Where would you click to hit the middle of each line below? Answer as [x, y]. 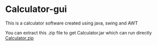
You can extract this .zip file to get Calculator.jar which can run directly [78, 32]
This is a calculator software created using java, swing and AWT [72, 23]
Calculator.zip [19, 38]
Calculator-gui [36, 9]
